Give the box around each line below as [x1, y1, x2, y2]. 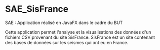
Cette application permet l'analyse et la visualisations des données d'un [5, 29, 152, 35]
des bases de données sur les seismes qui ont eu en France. [5, 39, 128, 45]
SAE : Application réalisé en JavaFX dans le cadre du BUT [5, 20, 123, 25]
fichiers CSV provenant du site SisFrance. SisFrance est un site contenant [5, 34, 155, 40]
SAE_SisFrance [5, 3, 69, 15]
